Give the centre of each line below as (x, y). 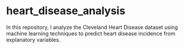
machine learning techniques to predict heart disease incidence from (91, 33)
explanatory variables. (33, 40)
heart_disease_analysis (66, 11)
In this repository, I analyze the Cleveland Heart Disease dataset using (92, 27)
